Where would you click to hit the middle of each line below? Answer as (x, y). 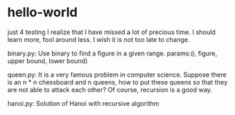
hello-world (43, 12)
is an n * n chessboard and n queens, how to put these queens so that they (117, 82)
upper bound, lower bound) (48, 60)
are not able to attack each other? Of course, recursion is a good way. (110, 89)
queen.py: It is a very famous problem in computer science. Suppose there (117, 75)
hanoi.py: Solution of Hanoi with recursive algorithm (83, 103)
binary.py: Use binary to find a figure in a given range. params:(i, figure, (112, 53)
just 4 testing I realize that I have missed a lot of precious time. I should (111, 32)
